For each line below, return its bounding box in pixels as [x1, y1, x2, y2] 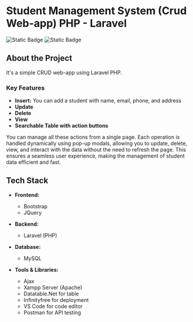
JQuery [23, 209, 42, 216]
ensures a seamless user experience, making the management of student [6, 152, 185, 160]
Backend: [14, 220, 39, 228]
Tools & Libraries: [14, 266, 59, 273]
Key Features [6, 84, 45, 92]
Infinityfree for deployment [23, 296, 89, 303]
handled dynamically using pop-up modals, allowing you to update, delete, [6, 140, 188, 147]
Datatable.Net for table [23, 290, 79, 297]
